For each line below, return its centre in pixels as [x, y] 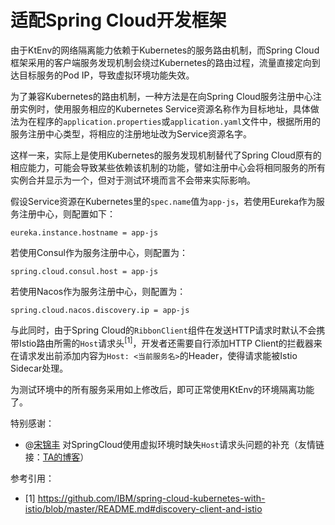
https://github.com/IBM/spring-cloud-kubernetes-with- [151, 498]
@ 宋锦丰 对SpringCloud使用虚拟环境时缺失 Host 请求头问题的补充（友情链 [174, 444]
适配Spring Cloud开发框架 [118, 20]
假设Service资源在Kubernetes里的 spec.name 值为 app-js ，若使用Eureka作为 [163, 201]
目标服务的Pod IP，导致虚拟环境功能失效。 [106, 75]
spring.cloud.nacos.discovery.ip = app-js [100, 310]
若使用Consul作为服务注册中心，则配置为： [99, 252]
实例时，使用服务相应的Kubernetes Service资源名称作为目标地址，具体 [164, 108]
